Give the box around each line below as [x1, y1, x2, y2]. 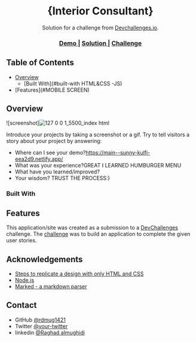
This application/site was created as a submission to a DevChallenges [6, 224, 178, 232]
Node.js [14, 277, 35, 284]
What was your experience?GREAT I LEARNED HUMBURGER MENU [14, 162, 182, 169]
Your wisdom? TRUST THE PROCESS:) [14, 175, 111, 182]
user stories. [6, 237, 37, 244]
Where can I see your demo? [14, 149, 86, 157]
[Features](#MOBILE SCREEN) [14, 86, 90, 94]
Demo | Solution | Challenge [59, 39, 142, 47]
